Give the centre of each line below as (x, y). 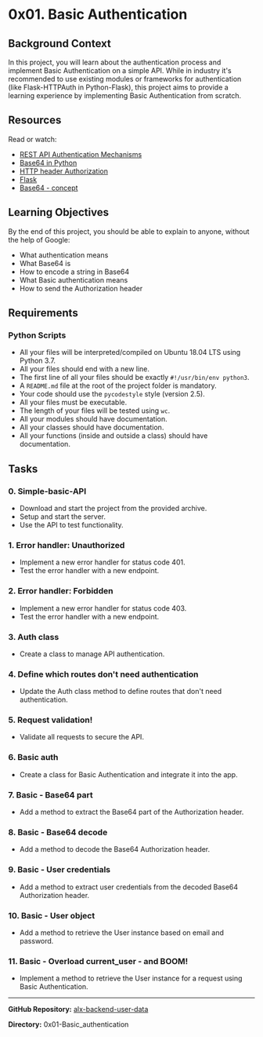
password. (36, 940)
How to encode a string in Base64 (74, 272)
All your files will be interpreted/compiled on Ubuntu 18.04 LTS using (130, 352)
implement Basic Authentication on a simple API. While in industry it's (120, 71)
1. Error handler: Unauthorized (67, 545)
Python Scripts (37, 335)
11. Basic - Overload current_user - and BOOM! (98, 961)
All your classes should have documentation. (92, 427)
